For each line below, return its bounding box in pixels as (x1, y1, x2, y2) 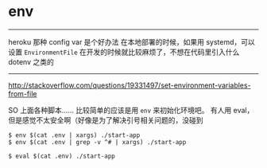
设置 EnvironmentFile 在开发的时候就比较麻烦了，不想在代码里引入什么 (8, 47, 240, 57)
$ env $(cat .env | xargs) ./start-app (8, 131, 141, 139)
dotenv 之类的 (8, 57, 54, 66)
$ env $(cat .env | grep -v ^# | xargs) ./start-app (8, 138, 187, 146)
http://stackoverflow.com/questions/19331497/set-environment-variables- (8, 80, 252, 90)
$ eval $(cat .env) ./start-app (8, 152, 115, 160)
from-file (8, 88, 37, 98)
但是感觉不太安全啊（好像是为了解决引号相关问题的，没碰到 (8, 115, 203, 125)
